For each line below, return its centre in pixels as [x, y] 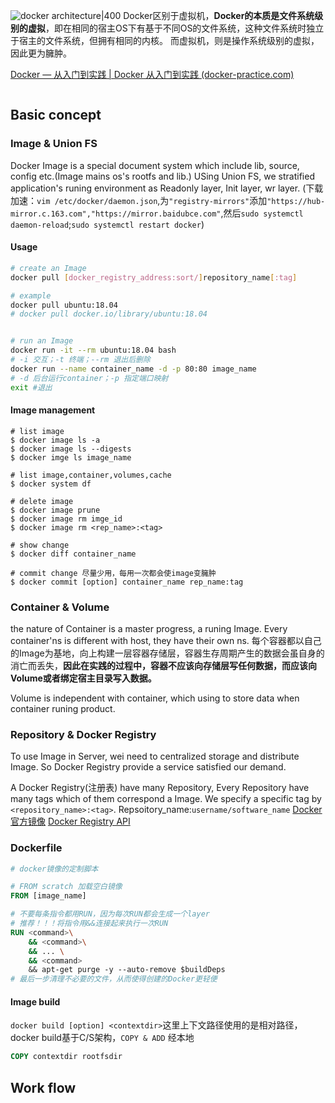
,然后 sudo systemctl [262, 213]
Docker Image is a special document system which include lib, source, [155, 165]
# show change [40, 545]
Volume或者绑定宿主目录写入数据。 [83, 678]
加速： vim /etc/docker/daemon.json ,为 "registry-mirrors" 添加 [139, 200]
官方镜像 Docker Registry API [70, 821]
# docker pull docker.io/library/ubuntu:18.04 [109, 314]
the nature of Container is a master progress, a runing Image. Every [149, 629]
